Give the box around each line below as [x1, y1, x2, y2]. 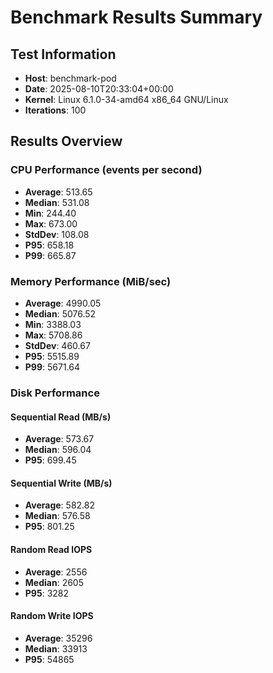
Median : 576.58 [24, 510, 91, 522]
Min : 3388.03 [24, 318, 82, 330]
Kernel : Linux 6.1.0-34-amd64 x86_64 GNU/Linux [24, 94, 229, 105]
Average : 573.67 [24, 433, 95, 445]
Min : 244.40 [24, 207, 77, 219]
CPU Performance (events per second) [10, 163, 203, 177]
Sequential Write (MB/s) [10, 477, 113, 489]
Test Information [10, 46, 117, 63]
